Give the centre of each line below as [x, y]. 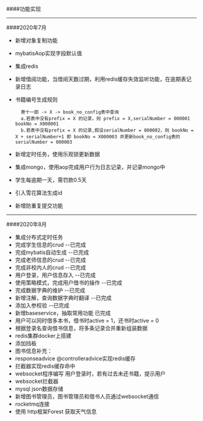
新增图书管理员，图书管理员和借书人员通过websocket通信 [87, 396]
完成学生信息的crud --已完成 [50, 245]
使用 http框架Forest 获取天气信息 [56, 412]
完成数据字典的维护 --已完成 [50, 290]
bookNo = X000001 [37, 124]
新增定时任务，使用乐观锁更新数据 [57, 154]
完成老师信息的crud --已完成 [50, 260]
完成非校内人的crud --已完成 [50, 268]
